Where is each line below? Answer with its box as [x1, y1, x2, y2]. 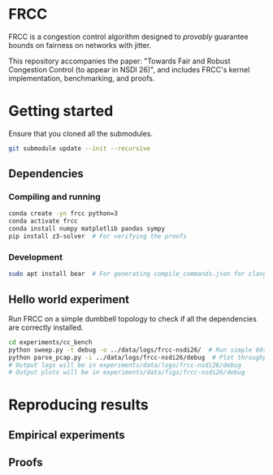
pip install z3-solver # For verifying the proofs [8, 232, 187, 240]
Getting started [8, 102, 114, 120]
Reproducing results [8, 395, 149, 414]
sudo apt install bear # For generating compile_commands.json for [8, 270, 245, 279]
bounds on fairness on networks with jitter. [8, 40, 152, 50]
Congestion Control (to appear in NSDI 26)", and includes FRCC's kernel [8, 64, 250, 74]
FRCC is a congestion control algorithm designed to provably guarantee [8, 32, 249, 41]
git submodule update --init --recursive [8, 144, 151, 153]
